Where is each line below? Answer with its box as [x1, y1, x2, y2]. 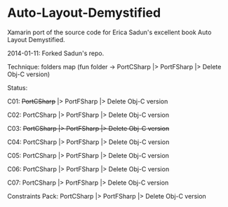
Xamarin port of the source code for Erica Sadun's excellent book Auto [7, 28, 212, 36]
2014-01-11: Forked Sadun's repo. [7, 49, 105, 57]
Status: [7, 83, 28, 92]
